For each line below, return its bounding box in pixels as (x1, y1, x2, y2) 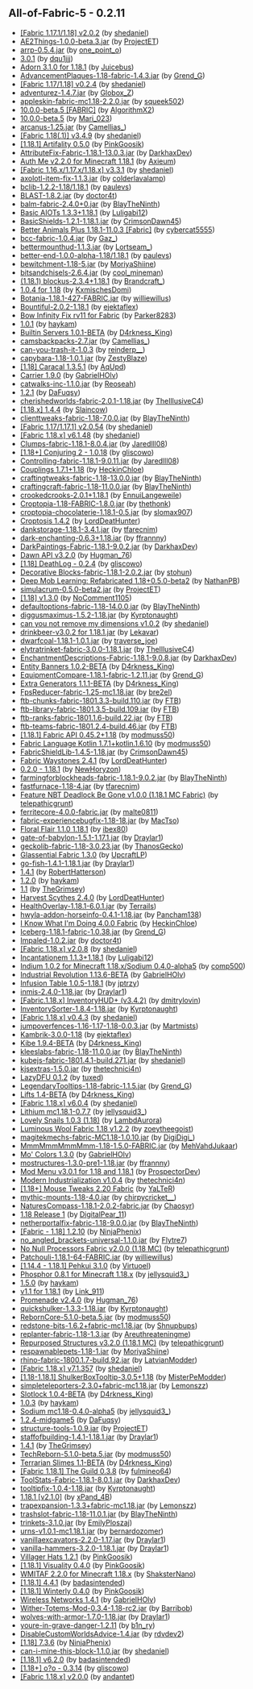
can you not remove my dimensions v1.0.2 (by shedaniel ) (19, 618, 209, 628)
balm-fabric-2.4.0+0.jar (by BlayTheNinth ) (19, 199, 160, 209)
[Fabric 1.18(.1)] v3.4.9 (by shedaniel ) (19, 131, 142, 140)
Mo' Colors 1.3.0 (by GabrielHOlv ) (19, 1149, 131, 1159)
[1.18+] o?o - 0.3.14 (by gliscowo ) (19, 1663, 129, 1673)
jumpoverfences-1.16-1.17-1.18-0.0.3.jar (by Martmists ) (19, 1021, 199, 1031)
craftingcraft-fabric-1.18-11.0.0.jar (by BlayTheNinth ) (19, 481, 192, 491)
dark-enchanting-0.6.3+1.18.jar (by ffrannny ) (19, 533, 168, 542)
